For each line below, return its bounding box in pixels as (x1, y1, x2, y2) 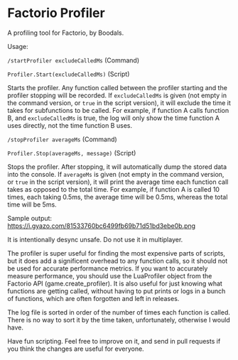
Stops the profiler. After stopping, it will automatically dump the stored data (7, 162, 227, 171)
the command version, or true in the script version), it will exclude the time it (7, 98, 231, 107)
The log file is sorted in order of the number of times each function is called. (7, 307, 231, 317)
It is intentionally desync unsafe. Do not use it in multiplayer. (7, 235, 183, 244)
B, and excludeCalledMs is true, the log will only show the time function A (7, 114, 220, 122)
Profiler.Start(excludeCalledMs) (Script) (7, 70, 130, 78)
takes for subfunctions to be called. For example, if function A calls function (7, 106, 229, 114)
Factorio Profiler (7, 5, 105, 21)
